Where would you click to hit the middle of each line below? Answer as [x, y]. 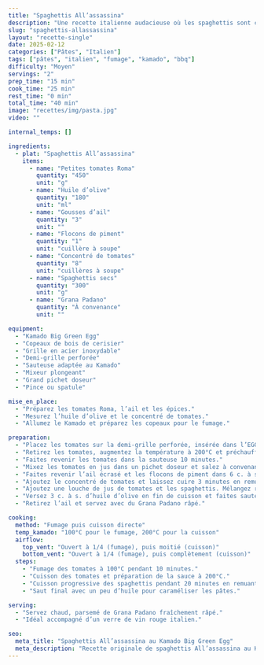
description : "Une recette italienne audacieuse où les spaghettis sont [130, 23]
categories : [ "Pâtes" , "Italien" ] [65, 52]
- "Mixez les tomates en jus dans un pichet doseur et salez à [121, 467]
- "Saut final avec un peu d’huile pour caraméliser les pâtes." [132, 591]
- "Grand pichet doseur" [56, 380]
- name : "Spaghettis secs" [73, 278]
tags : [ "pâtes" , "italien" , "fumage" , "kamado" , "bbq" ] [101, 60]
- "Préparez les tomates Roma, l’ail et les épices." [105, 409]
